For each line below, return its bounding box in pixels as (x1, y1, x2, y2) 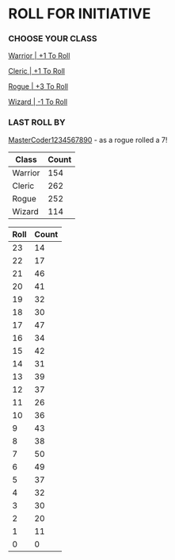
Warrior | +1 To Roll (8, 51, 70, 60)
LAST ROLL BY (8, 117, 66, 128)
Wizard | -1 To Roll (8, 97, 68, 107)
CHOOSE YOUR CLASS (8, 33, 97, 44)
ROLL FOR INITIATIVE (8, 5, 151, 23)
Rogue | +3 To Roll (8, 82, 69, 91)
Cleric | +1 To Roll (8, 67, 66, 76)
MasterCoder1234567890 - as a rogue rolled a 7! (8, 135, 168, 144)
